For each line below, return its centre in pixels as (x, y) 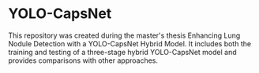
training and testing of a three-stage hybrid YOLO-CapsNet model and (122, 52)
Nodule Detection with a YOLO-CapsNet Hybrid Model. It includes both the (129, 43)
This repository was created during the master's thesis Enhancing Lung (124, 35)
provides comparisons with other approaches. (83, 60)
